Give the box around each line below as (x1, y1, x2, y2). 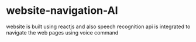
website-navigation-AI (6, 4, 118, 17)
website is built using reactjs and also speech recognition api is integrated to (6, 23, 191, 30)
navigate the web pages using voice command (6, 29, 119, 36)
